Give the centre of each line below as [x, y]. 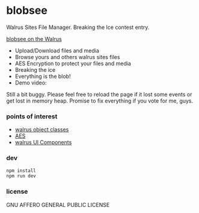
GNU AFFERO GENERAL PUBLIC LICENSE [58, 205]
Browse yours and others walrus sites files [67, 57]
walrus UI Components [43, 142]
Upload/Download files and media [57, 50]
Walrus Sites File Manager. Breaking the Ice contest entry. [78, 27]
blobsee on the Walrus [34, 39]
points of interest [32, 116]
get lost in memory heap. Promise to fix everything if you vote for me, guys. [100, 101]
